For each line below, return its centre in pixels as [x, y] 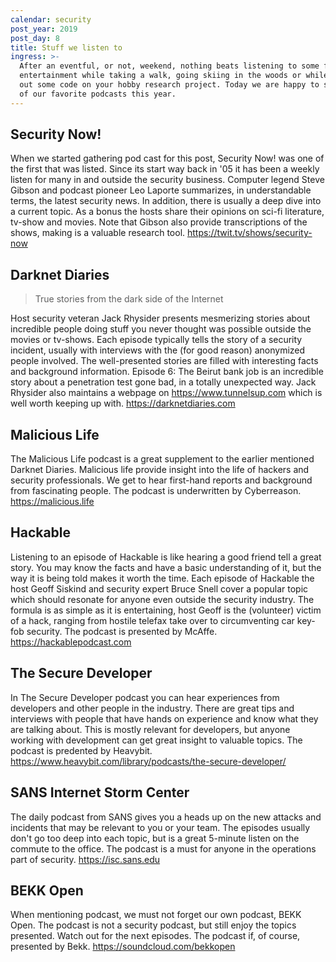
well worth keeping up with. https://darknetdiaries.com [123, 403]
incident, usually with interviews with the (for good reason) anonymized [158, 350]
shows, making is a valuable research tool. [98, 233]
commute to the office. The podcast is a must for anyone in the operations [163, 848]
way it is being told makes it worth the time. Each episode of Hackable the [162, 578]
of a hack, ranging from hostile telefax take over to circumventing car [152, 620]
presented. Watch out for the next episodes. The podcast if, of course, [155, 936]
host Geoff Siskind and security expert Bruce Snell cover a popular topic [159, 588]
